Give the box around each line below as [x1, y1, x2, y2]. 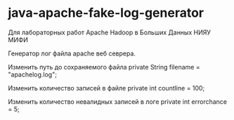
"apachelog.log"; [8, 70, 57, 79]
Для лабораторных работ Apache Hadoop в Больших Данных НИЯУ [8, 28, 212, 36]
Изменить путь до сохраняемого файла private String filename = [8, 62, 200, 71]
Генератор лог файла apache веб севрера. [8, 49, 136, 58]
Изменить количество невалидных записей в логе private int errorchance [8, 97, 228, 106]
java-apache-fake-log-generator [8, 5, 204, 21]
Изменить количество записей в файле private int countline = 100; [8, 84, 205, 92]
